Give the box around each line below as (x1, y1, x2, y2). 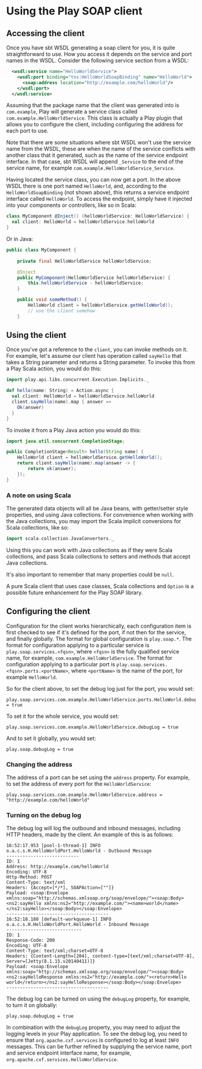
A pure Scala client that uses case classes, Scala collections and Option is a (6, 582, 194, 590)
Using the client (6, 330, 67, 340)
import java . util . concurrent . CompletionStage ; (6, 438, 125, 444)
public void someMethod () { (17, 296, 87, 303)
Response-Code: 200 (6, 937, 55, 943)
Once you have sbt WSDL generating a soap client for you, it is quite (6, 44, 176, 51)
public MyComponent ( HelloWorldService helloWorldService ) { (17, 275, 171, 281)
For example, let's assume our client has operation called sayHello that (6, 352, 182, 360)
